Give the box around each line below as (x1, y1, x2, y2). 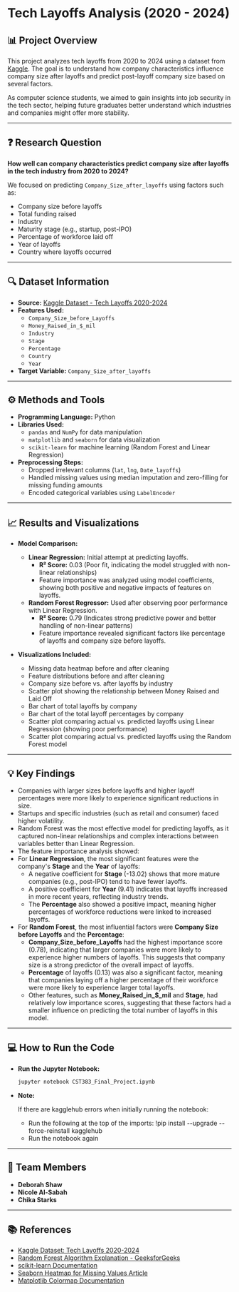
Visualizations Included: (17, 651, 91, 659)
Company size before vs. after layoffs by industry (28, 679, 173, 688)
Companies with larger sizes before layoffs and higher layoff (17, 786, 195, 795)
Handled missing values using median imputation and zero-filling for (28, 473, 229, 482)
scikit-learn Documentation (17, 1261, 98, 1270)
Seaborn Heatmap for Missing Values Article (17, 1268, 148, 1278)
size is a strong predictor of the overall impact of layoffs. (28, 961, 194, 970)
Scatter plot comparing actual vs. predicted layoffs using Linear (28, 717, 215, 726)
